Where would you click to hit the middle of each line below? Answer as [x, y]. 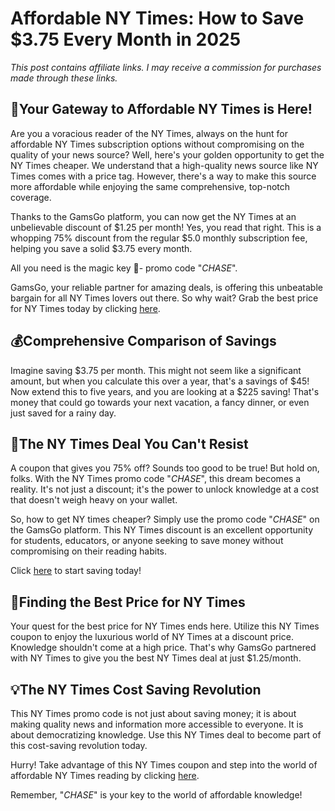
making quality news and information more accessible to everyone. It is [157, 724]
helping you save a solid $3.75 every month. [101, 248]
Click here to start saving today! [76, 571]
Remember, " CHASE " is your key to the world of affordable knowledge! [156, 795]
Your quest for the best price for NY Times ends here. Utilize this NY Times [165, 626]
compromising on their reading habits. [89, 551]
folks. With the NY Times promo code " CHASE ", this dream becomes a [156, 479]
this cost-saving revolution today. [79, 745]
